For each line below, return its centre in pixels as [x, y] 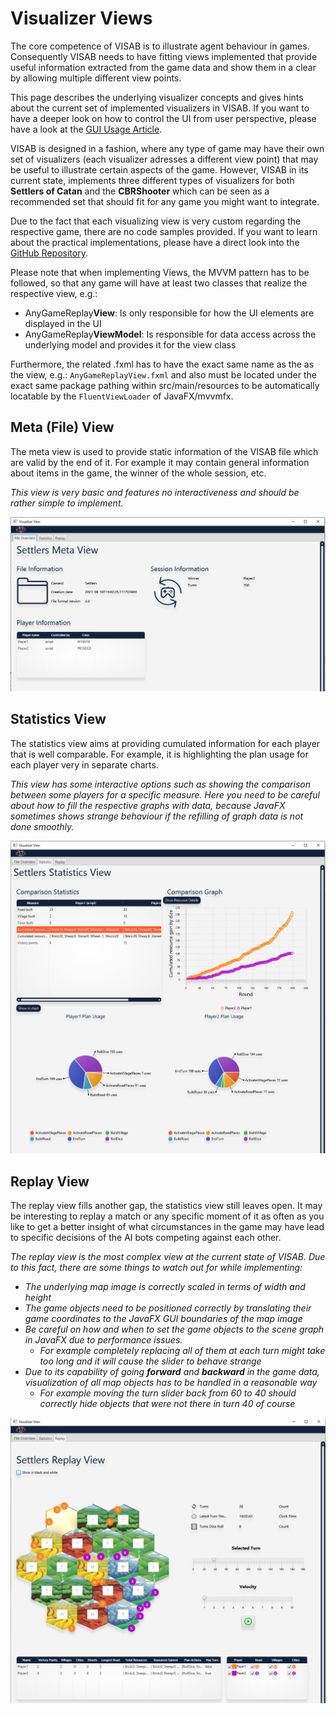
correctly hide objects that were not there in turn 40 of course [167, 1403]
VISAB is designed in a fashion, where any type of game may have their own [167, 148]
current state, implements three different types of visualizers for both [152, 180]
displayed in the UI [63, 323]
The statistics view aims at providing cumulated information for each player [165, 743]
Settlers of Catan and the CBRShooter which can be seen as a [140, 191]
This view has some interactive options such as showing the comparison [160, 784]
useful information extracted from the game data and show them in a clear [163, 67]
